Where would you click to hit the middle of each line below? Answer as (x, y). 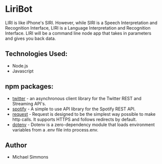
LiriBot (19, 9)
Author (16, 145)
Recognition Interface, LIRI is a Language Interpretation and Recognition (78, 28)
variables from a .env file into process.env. (55, 130)
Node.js (20, 66)
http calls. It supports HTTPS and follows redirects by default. (74, 119)
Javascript (23, 71)
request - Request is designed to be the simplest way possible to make (84, 114)
